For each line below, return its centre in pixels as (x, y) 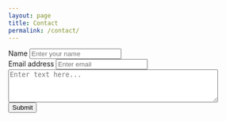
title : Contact (33, 23)
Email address (31, 64)
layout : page (30, 16)
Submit (23, 108)
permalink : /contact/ (44, 30)
